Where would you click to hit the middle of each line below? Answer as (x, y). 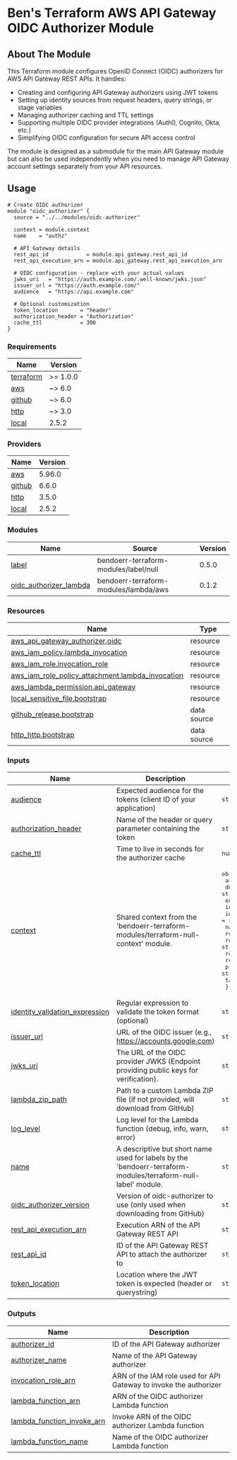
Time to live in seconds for (160, 849)
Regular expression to (152, 1003)
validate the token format (158, 1012)
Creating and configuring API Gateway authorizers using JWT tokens (118, 92)
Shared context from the (157, 917)
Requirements (32, 346)
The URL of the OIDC (151, 1053)
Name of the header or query (164, 820)
